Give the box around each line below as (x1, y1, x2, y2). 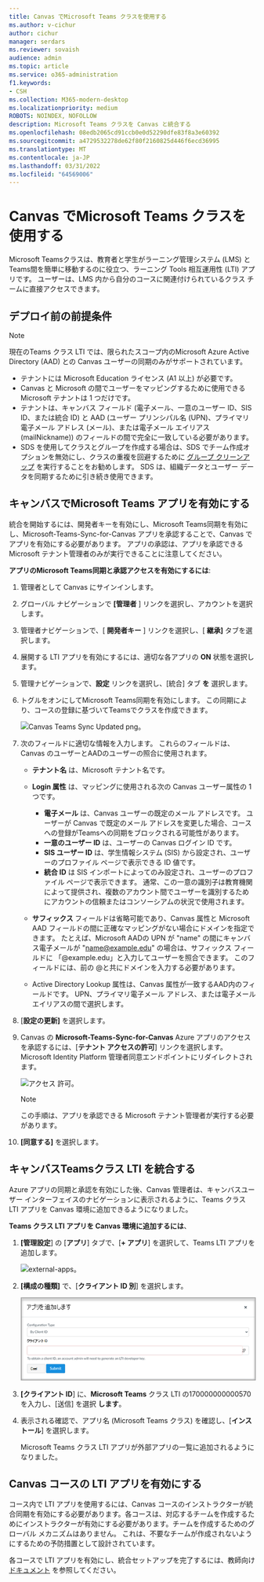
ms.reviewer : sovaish (9, 46, 80, 54)
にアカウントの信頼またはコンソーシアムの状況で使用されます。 (43, 896, 249, 906)
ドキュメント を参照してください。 (9, 1565, 121, 1575)
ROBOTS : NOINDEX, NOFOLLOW (9, 112, 97, 120)
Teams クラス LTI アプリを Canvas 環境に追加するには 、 (9, 1221, 191, 1231)
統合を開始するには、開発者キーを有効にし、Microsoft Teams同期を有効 (9, 519, 242, 528)
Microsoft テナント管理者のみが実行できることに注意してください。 (9, 549, 226, 558)
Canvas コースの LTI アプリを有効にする (9, 1477, 202, 1490)
